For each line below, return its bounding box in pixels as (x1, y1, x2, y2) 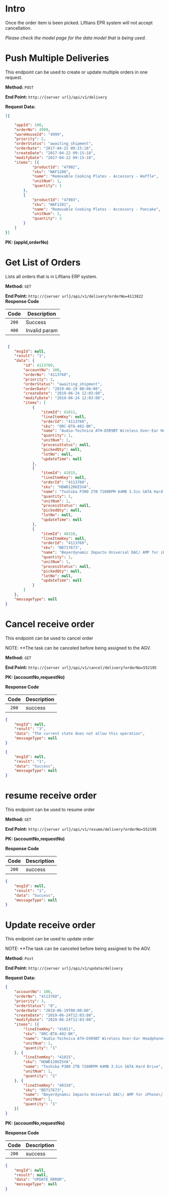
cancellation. (5, 25, 32, 31)
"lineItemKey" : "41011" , (23, 1027, 75, 1032)
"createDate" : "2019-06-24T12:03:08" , (14, 1012, 96, 1018)
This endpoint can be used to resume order (5, 807, 95, 813)
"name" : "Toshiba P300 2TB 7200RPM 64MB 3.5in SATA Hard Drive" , (23, 1064, 163, 1069)
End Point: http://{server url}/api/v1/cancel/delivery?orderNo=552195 (5, 664, 157, 670)
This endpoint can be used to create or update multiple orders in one (5, 69, 148, 75)
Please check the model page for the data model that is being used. (5, 35, 146, 41)
